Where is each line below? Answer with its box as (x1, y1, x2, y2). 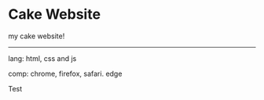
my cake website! (8, 31, 65, 41)
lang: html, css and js (8, 53, 77, 63)
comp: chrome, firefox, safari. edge (8, 69, 123, 78)
